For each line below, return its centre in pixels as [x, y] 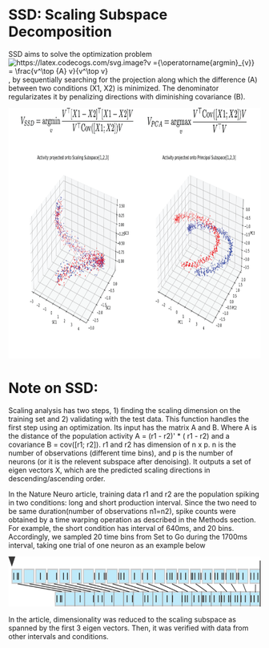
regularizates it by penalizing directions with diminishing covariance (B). [127, 96]
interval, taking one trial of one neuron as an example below [107, 545]
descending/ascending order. [57, 478]
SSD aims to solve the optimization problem [80, 54]
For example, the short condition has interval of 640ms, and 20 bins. [121, 528]
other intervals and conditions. [59, 636]
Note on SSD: [53, 389]
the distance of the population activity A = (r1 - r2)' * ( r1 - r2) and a [119, 435]
